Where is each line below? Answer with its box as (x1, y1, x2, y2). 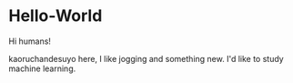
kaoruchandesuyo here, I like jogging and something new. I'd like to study (8, 53, 284, 64)
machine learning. (8, 63, 76, 74)
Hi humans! (8, 36, 52, 47)
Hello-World (8, 5, 103, 26)
